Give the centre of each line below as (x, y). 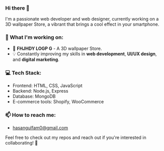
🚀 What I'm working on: (34, 37)
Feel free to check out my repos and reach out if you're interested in (76, 137)
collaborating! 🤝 (22, 143)
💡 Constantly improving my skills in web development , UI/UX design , (85, 54)
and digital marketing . (36, 59)
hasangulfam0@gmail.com (40, 128)
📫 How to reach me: (31, 115)
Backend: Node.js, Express (40, 91)
